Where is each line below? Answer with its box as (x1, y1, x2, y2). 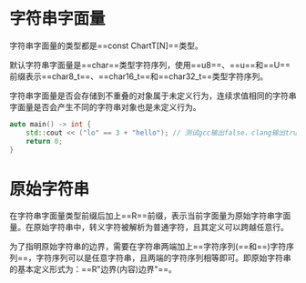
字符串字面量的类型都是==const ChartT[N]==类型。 (9, 40, 203, 51)
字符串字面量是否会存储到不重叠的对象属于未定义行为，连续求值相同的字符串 (9, 90, 297, 101)
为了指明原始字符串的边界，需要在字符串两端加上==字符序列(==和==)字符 (9, 241, 287, 252)
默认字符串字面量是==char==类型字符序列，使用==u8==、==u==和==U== (9, 59, 291, 70)
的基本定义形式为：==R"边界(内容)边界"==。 (9, 264, 178, 275)
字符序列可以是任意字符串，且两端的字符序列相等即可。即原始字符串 (36, 252, 291, 264)
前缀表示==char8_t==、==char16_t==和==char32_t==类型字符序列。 (9, 70, 269, 82)
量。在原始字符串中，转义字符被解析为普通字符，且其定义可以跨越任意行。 (9, 222, 289, 233)
